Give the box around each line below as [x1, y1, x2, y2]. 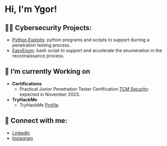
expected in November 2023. [19, 91, 80, 97]
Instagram [12, 135, 33, 141]
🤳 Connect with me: [5, 116, 67, 125]
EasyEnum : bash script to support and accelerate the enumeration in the [12, 48, 162, 53]
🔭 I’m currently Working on [5, 67, 91, 76]
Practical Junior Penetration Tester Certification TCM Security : [19, 86, 149, 92]
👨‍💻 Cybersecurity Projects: [5, 24, 92, 32]
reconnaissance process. [12, 53, 65, 59]
